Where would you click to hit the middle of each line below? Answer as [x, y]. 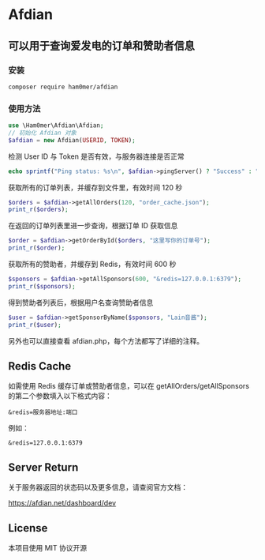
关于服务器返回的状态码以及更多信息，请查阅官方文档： [98, 487]
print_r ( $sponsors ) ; [42, 286]
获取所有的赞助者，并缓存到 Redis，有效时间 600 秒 [92, 264]
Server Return [43, 467]
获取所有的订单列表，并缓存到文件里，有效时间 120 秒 [95, 187]
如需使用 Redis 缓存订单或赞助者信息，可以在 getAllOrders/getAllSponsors [129, 386]
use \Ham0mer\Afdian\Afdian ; [56, 126]
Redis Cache [40, 366]
